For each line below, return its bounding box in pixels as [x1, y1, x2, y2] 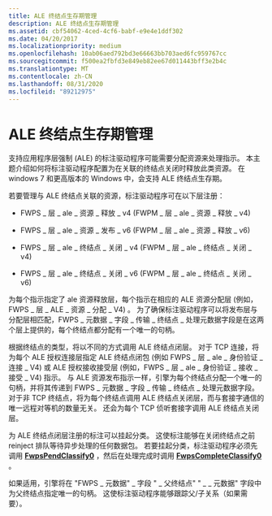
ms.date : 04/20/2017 [8, 34, 79, 43]
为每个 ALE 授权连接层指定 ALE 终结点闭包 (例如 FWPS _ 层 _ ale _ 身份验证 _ [8, 353, 264, 362]
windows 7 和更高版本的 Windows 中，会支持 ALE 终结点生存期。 [8, 174, 227, 184]
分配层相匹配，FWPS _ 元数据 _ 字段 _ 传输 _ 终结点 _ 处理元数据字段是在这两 [8, 314, 265, 325]
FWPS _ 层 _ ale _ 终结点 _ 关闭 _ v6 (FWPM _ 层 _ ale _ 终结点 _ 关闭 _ [19, 269, 252, 279]
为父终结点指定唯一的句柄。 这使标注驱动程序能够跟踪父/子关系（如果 [8, 488, 241, 498]
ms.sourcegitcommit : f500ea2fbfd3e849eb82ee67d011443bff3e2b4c [8, 58, 227, 66]
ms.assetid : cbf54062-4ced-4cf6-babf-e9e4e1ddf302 [8, 27, 183, 35]
